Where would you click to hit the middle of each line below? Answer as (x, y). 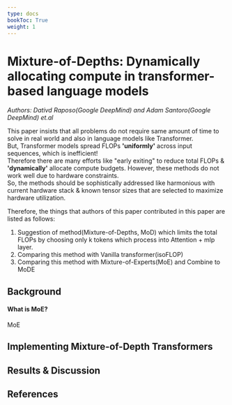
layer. (25, 247)
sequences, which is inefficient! (53, 154)
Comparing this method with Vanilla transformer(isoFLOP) (100, 255)
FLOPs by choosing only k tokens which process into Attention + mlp (116, 240)
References (33, 394)
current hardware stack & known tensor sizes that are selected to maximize (115, 191)
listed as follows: (31, 219)
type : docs (23, 14)
